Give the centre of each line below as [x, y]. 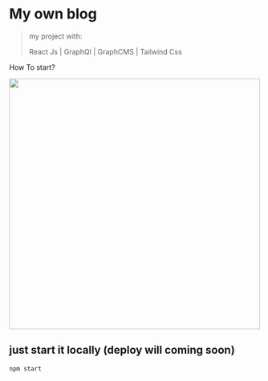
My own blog [53, 14]
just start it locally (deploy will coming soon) [122, 350]
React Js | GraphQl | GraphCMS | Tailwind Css [106, 51]
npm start [26, 369]
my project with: [55, 36]
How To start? [32, 67]
